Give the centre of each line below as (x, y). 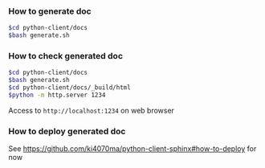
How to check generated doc (65, 55)
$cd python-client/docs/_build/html (69, 88)
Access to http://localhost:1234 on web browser (92, 110)
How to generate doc (50, 11)
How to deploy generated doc (67, 131)
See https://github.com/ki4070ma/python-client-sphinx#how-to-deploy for (132, 149)
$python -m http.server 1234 (57, 95)
